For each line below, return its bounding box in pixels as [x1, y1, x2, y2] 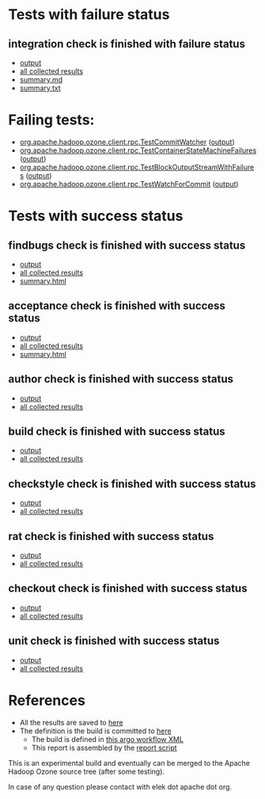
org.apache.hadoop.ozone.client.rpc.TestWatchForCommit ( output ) [19, 179, 239, 188]
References [8, 691, 85, 710]
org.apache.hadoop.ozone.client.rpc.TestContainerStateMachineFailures [19, 145, 257, 155]
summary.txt [19, 83, 61, 93]
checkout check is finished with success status [8, 582, 248, 595]
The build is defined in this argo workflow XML [31, 734, 184, 744]
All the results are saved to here [19, 717, 124, 727]
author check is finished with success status [8, 372, 234, 386]
